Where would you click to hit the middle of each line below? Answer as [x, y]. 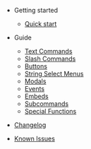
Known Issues [34, 138]
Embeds [36, 96]
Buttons [36, 66]
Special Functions [50, 111]
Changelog [30, 125]
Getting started [36, 10]
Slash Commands [50, 59]
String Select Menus [54, 74]
